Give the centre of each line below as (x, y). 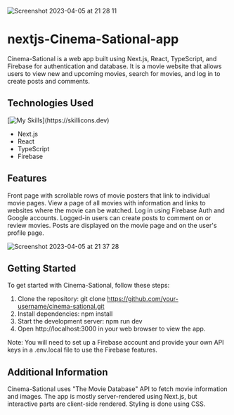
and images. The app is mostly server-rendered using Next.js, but (103, 397)
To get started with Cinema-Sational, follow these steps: (89, 286)
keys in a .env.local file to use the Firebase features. (83, 350)
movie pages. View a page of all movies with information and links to (106, 203)
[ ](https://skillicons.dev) (58, 120)
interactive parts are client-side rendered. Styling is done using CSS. (106, 404)
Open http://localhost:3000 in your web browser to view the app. (111, 329)
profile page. (26, 233)
